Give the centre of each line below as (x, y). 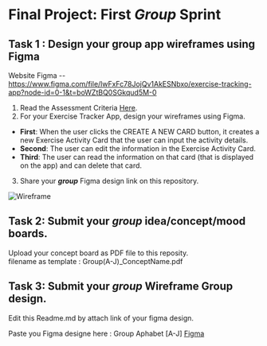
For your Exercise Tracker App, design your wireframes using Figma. (132, 116)
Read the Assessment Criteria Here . (79, 108)
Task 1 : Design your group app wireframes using (132, 44)
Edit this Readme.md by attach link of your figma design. (101, 318)
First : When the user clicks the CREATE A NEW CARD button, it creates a (139, 132)
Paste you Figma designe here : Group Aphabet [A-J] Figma (106, 333)
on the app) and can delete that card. (80, 165)
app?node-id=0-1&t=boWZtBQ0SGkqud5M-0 (82, 92)
